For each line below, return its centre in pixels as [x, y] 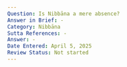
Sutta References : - [37, 33]
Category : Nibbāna [34, 27]
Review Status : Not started [48, 53]
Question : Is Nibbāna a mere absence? [63, 14]
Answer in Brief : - [36, 20]
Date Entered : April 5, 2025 [50, 46]
